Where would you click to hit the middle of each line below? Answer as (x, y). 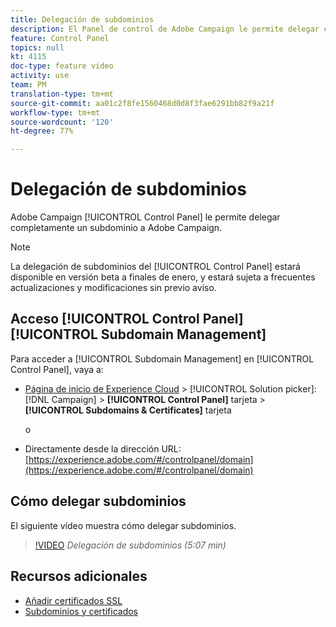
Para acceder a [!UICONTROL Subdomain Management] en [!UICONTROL (162, 358)
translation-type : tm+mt (62, 94)
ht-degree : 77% (42, 131)
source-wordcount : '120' (62, 122)
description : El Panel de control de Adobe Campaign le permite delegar (165, 29)
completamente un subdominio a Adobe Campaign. (116, 228)
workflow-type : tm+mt (55, 112)
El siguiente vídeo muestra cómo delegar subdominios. (123, 525)
